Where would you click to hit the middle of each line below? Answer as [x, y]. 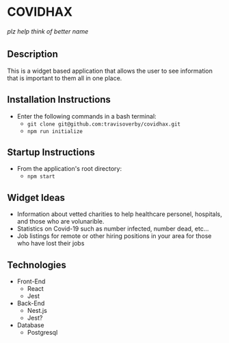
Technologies [37, 265]
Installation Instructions [59, 100]
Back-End [31, 303]
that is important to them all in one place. [65, 78]
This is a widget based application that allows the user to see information [110, 71]
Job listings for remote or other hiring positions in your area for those [114, 236]
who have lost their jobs [51, 244]
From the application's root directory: [69, 169]
